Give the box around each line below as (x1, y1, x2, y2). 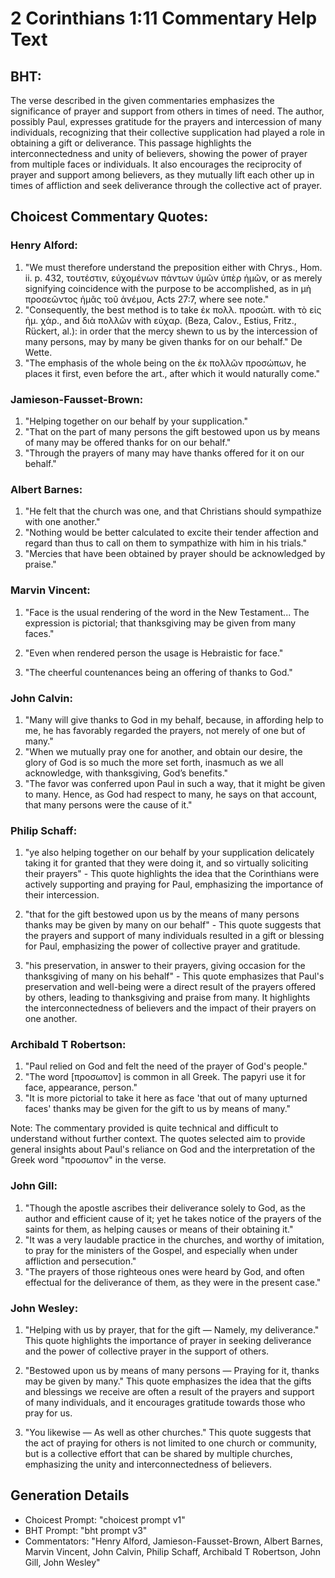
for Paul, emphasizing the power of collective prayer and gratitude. (24, 940, 301, 952)
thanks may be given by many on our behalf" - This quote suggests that (24, 919, 322, 931)
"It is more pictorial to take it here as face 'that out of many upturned (24, 1092, 308, 1104)
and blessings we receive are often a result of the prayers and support (24, 1386, 315, 1398)
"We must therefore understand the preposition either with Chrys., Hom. (24, 261, 323, 273)
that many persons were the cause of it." (24, 798, 193, 811)
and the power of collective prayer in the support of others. (24, 1345, 270, 1357)
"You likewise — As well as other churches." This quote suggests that (24, 1427, 312, 1439)
